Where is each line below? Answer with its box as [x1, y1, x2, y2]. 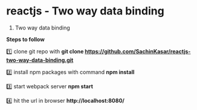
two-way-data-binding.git [6, 56, 74, 64]
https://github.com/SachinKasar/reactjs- [84, 47, 191, 55]
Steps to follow [6, 35, 45, 43]
